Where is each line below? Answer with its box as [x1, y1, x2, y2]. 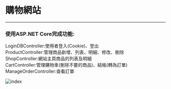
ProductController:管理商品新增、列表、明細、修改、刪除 [5, 49, 124, 55]
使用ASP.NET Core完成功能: [5, 30, 75, 37]
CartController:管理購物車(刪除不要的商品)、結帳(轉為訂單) [5, 62, 128, 68]
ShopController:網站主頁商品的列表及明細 [5, 55, 92, 62]
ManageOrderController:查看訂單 [5, 68, 75, 74]
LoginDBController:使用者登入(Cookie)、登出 [5, 43, 99, 49]
